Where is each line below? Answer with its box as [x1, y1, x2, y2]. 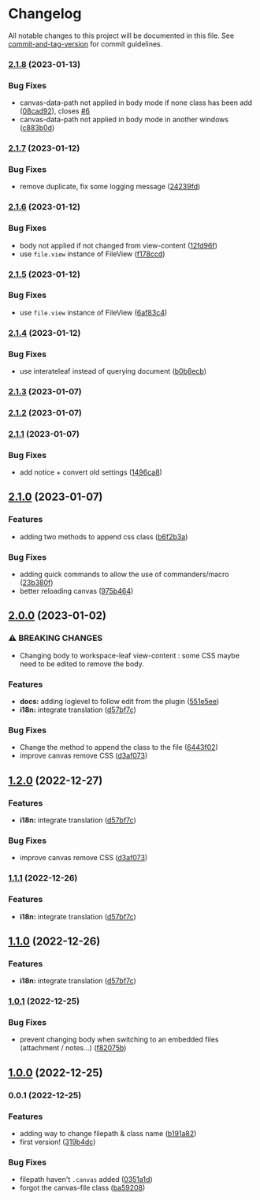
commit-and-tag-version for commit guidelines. [8, 39, 163, 48]
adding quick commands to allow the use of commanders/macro [19, 569, 230, 580]
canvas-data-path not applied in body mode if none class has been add [19, 98, 253, 107]
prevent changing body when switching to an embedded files [19, 1034, 219, 1045]
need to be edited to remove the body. [19, 659, 144, 669]
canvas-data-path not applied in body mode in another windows [19, 115, 229, 125]
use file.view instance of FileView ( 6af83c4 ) [19, 307, 168, 317]
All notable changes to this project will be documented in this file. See [8, 31, 235, 40]
